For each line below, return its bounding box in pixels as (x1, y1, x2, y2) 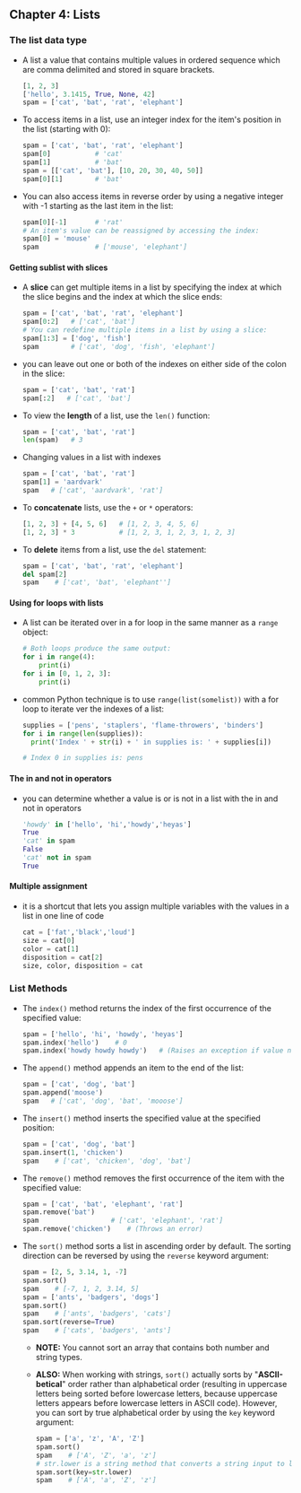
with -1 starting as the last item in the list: (21, 200, 174, 211)
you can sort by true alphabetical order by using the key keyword (35, 1408, 276, 1419)
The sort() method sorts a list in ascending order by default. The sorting (21, 1241, 291, 1252)
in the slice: (21, 368, 65, 379)
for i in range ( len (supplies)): (21, 729, 143, 738)
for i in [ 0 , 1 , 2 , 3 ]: (21, 669, 112, 678)
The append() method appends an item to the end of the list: (21, 1062, 245, 1073)
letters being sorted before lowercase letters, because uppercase (35, 1388, 278, 1399)
